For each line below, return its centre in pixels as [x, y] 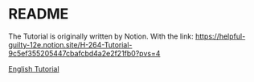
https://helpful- [221, 36]
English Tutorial [34, 68]
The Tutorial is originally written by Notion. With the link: [101, 36]
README [39, 14]
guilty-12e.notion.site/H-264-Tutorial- [70, 44]
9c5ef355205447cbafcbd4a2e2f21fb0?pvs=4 [84, 53]
